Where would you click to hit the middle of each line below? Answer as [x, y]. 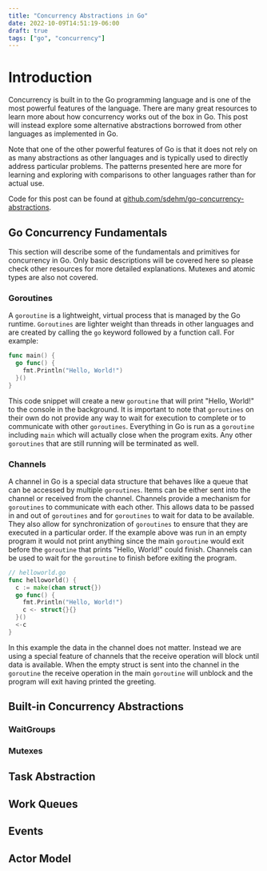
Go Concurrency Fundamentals [88, 233]
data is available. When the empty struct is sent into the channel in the [124, 664]
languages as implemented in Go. [63, 134]
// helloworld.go [37, 572]
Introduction [50, 78]
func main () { [32, 356]
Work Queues [43, 804]
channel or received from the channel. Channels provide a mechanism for [130, 498]
